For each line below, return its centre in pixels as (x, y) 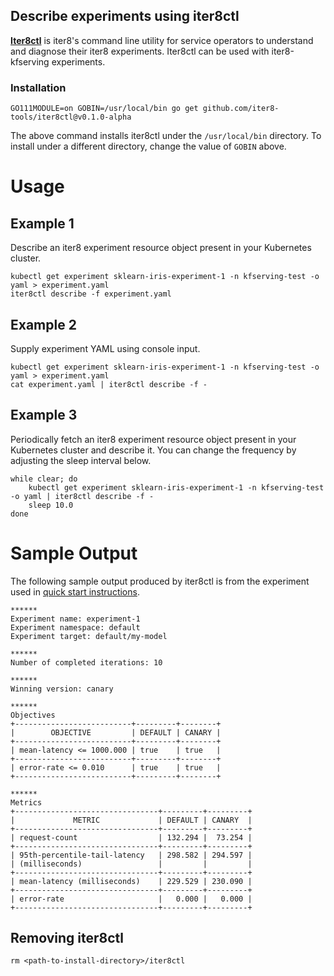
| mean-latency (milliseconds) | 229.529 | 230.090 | (131, 881)
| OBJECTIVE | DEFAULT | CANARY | (116, 732)
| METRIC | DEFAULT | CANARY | (131, 820)
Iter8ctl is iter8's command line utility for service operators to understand (162, 40)
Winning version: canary (62, 689)
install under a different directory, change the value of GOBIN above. (148, 146)
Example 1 (42, 223)
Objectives (33, 715)
